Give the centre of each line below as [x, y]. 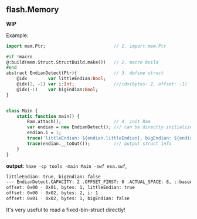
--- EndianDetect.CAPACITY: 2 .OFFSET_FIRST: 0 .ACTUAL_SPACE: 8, [89, 182]
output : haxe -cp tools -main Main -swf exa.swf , [67, 166]
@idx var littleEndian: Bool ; [62, 79]
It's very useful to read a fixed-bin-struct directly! [66, 210]
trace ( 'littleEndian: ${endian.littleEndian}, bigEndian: [99, 138]
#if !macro [19, 57]
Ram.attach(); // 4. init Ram [89, 122]
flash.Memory [33, 10]
